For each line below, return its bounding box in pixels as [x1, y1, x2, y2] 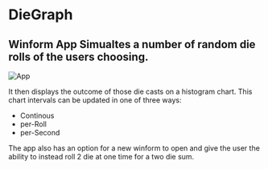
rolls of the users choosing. [8, 50, 149, 63]
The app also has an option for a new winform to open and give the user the [8, 143, 260, 153]
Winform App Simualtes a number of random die [8, 38, 256, 51]
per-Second [19, 128, 60, 137]
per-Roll [19, 119, 47, 129]
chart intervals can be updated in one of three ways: [8, 95, 182, 105]
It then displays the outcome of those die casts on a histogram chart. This [8, 87, 253, 96]
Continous [19, 111, 55, 120]
